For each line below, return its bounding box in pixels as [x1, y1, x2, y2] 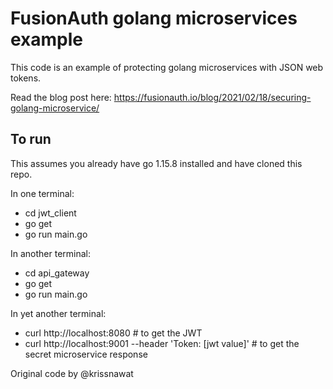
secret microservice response [24, 348, 148, 360]
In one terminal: [10, 187, 75, 199]
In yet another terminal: [10, 307, 107, 319]
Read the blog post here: [10, 91, 112, 103]
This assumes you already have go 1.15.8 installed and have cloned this [10, 157, 303, 169]
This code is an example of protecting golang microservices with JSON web [10, 61, 324, 73]
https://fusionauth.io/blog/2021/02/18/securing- [113, 91, 312, 103]
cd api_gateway [24, 267, 90, 279]
